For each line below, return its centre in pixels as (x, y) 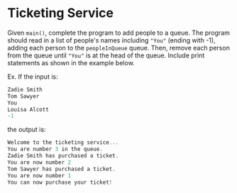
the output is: (27, 130)
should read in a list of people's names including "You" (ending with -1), (111, 40)
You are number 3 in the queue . (55, 149)
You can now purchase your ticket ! (60, 182)
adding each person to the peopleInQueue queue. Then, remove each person (119, 48)
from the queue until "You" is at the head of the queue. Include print (106, 55)
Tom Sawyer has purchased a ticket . (61, 169)
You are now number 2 (39, 162)
